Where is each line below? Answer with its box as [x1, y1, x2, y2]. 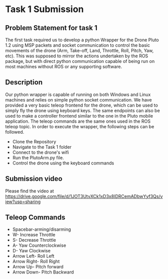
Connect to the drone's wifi [12, 149, 69, 155]
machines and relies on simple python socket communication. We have [5, 97, 152, 103]
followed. [5, 129, 25, 135]
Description [5, 78, 43, 86]
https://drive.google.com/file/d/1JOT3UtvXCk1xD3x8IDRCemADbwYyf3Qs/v [5, 193, 163, 199]
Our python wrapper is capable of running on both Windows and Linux [5, 91, 151, 98]
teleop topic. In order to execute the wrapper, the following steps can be [5, 123, 154, 129]
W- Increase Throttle [12, 232, 56, 238]
